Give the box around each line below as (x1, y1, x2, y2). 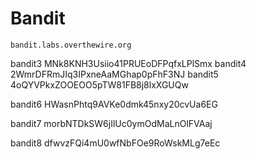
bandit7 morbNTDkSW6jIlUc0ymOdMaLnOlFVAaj (10, 117, 213, 129)
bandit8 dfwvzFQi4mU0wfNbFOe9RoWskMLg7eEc (10, 137, 221, 149)
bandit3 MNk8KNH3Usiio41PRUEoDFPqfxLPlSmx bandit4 (10, 57, 247, 69)
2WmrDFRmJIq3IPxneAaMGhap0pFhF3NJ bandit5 (10, 68, 219, 80)
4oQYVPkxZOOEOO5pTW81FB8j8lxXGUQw (10, 78, 189, 91)
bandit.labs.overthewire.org (10, 40, 132, 50)
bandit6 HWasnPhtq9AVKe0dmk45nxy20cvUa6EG (10, 98, 218, 110)
